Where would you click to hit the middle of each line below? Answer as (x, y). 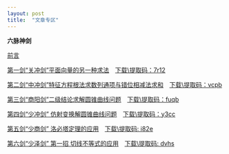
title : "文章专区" (33, 20)
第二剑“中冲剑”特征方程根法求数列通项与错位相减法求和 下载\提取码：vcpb (115, 84)
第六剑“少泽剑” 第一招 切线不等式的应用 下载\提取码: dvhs (91, 143)
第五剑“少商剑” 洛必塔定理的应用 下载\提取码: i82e (80, 128)
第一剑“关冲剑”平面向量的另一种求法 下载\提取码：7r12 (86, 70)
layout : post (26, 13)
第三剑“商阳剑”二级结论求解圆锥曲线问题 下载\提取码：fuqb (93, 99)
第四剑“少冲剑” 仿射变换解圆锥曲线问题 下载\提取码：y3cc (91, 114)
